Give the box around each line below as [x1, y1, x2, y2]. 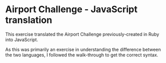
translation [5, 14, 52, 26]
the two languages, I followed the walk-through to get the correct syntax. [5, 52, 159, 58]
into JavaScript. [5, 37, 38, 43]
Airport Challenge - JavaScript [5, 4, 137, 15]
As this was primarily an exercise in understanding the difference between [5, 46, 161, 52]
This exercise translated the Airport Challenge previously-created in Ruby [5, 31, 159, 37]
